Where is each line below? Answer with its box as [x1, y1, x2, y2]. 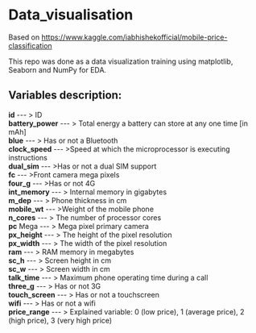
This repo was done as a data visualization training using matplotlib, [8, 56, 233, 66]
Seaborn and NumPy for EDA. [8, 65, 107, 74]
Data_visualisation [8, 6, 134, 24]
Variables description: [8, 89, 122, 102]
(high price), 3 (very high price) [8, 315, 113, 325]
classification [8, 40, 52, 50]
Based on [8, 32, 40, 42]
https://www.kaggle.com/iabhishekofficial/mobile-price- [41, 32, 228, 42]
